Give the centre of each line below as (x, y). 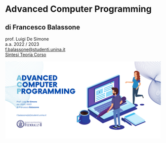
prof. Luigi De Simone (27, 39)
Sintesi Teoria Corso (26, 55)
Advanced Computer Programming (78, 9)
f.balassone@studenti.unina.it (35, 49)
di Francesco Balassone (43, 27)
